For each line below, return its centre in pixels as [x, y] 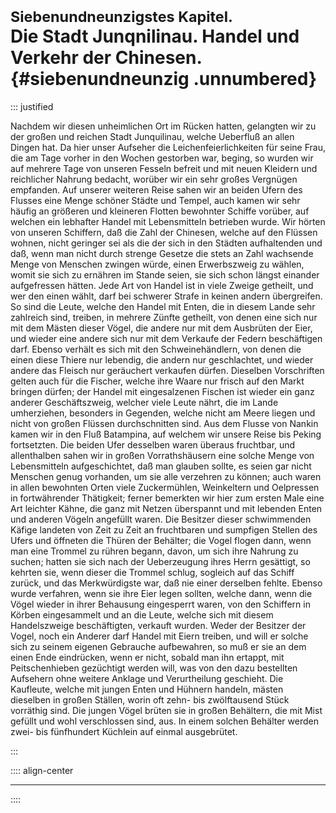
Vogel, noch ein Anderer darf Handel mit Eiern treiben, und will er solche [159, 636]
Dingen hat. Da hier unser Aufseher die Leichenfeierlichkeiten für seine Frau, [168, 147]
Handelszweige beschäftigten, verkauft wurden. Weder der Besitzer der [158, 625]
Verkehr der [61, 58]
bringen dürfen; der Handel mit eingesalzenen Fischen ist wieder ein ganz [162, 391]
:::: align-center [42, 770]
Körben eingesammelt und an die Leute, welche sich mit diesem [142, 614]
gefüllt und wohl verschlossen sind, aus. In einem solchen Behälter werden [164, 721]
